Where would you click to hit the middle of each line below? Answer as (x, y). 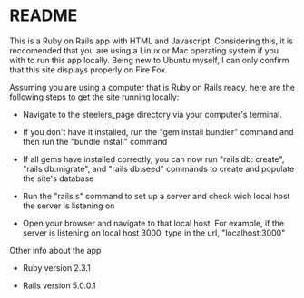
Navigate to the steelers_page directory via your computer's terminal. (152, 114)
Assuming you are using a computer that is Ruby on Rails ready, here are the (152, 87)
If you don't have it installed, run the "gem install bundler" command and (158, 131)
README (44, 16)
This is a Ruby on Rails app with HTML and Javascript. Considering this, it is (151, 41)
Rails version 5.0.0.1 (59, 285)
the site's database (58, 178)
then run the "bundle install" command (95, 141)
